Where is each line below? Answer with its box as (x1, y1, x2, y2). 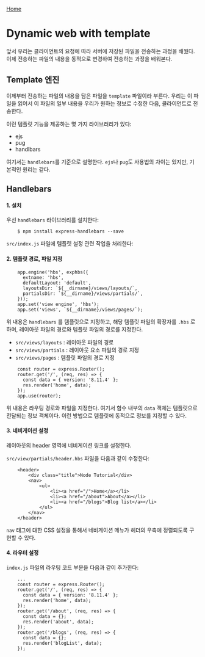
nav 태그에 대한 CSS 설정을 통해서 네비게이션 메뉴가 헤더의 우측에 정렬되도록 (6, 526, 188, 534)
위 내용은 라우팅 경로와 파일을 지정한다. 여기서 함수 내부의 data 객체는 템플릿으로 (6, 404, 198, 412)
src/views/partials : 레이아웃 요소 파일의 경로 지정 (15, 346, 139, 354)
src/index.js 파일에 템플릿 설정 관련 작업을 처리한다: (6, 240, 134, 247)
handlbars (15, 145, 41, 153)
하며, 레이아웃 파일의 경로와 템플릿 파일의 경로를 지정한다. (6, 325, 143, 333)
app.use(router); (17, 393, 62, 399)
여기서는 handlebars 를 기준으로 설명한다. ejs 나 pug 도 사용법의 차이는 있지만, (6, 158, 189, 165)
